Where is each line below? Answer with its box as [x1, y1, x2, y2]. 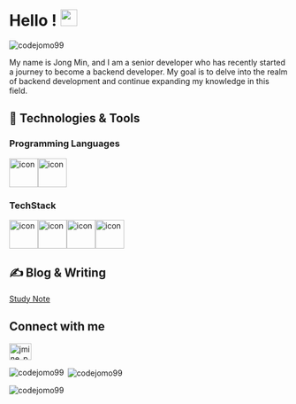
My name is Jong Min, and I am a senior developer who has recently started [9, 57, 285, 67]
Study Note [9, 293, 50, 304]
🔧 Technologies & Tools [9, 111, 140, 126]
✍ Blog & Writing [9, 266, 106, 281]
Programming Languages [9, 137, 121, 150]
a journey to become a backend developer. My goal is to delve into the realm [9, 66, 288, 77]
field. [9, 85, 28, 96]
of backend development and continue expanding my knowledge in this [9, 75, 269, 86]
